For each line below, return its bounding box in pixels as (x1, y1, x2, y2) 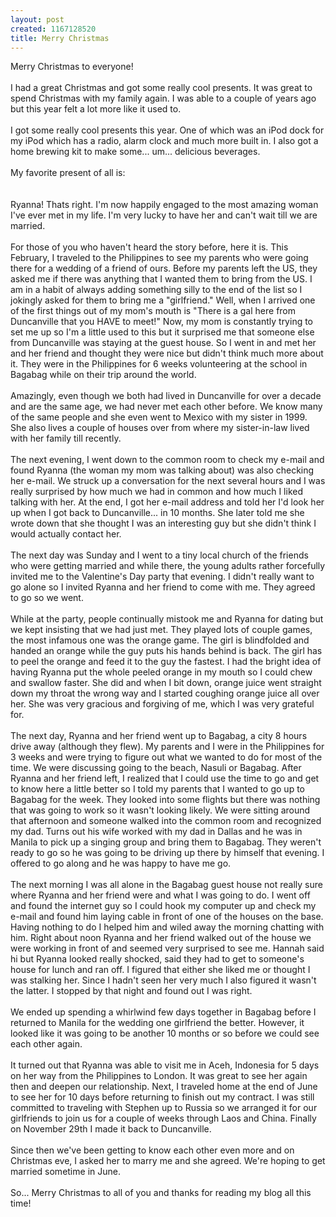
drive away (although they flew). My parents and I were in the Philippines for (10, 741, 325, 753)
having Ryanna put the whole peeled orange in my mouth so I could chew (10, 666, 313, 678)
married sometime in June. (10, 1166, 121, 1178)
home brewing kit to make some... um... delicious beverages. (10, 146, 261, 158)
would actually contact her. (10, 528, 122, 540)
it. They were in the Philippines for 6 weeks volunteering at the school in (10, 358, 308, 370)
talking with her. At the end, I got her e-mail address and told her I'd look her (10, 496, 325, 508)
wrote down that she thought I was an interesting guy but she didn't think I (10, 517, 317, 530)
